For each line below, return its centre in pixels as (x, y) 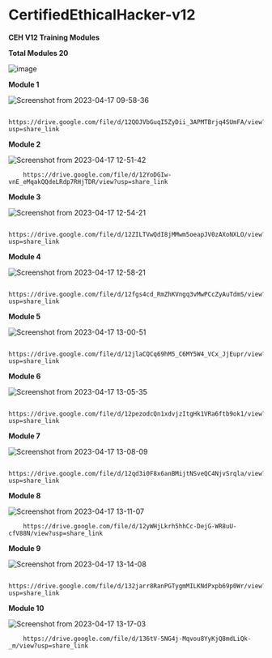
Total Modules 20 (38, 53)
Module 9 (25, 548)
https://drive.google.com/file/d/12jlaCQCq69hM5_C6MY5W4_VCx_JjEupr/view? (137, 354)
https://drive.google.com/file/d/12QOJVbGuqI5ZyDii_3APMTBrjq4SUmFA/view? (137, 122)
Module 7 (24, 436)
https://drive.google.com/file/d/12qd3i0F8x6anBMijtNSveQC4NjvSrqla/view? (137, 473)
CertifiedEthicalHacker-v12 (102, 15)
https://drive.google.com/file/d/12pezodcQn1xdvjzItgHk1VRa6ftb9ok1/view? (137, 414)
